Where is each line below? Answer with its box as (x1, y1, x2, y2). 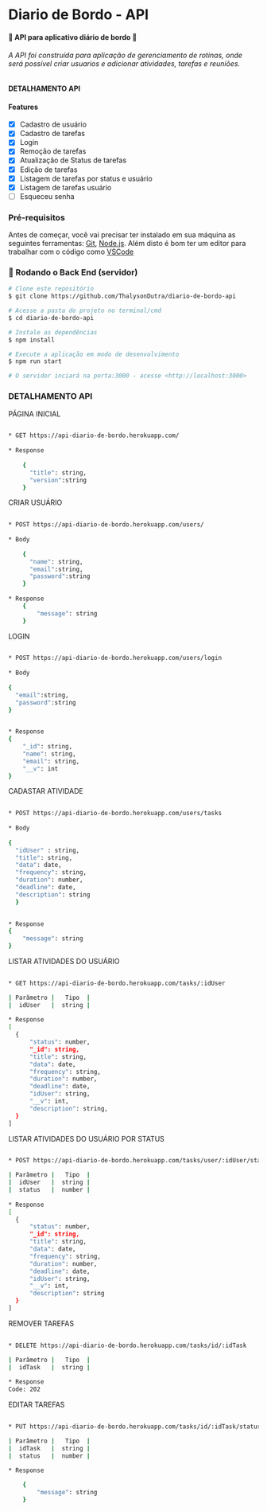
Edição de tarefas (19, 165, 78, 174)
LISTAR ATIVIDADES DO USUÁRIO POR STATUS (8, 1134, 165, 1143)
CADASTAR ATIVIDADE (8, 787, 83, 796)
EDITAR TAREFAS (8, 1400, 65, 1410)
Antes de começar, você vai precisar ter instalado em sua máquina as (8, 230, 236, 240)
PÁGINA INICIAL (8, 408, 61, 419)
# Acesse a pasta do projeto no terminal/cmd (8, 306, 161, 315)
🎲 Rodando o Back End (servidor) (8, 267, 138, 278)
